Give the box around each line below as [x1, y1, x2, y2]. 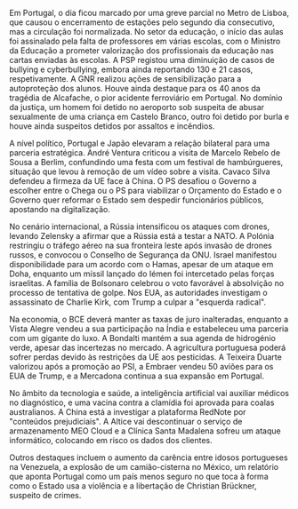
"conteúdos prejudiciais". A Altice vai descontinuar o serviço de [9, 417, 243, 426]
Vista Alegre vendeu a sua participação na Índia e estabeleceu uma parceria [9, 323, 289, 334]
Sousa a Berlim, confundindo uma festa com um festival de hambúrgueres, [9, 157, 284, 167]
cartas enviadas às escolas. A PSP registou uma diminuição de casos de [9, 55, 275, 65]
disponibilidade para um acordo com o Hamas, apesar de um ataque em [9, 259, 274, 269]
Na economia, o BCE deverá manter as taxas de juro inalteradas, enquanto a [9, 314, 289, 324]
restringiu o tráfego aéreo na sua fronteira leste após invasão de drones [9, 240, 273, 251]
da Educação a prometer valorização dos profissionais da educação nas [9, 45, 274, 56]
